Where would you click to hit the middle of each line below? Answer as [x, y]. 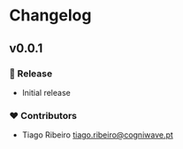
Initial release [46, 92]
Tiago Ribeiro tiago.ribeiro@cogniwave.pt [98, 135]
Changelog [50, 16]
